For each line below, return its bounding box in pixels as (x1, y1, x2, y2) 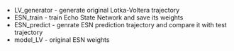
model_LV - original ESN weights (13, 36, 110, 44)
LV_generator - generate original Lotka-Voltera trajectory (13, 6, 180, 14)
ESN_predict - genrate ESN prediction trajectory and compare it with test (13, 21, 227, 29)
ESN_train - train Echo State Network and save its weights (13, 13, 184, 22)
